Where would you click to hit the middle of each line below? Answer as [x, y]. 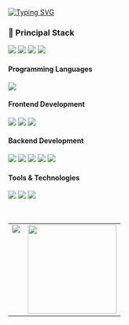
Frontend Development [46, 104]
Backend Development [46, 141]
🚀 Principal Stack [41, 32]
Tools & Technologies [44, 177]
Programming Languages [50, 69]
